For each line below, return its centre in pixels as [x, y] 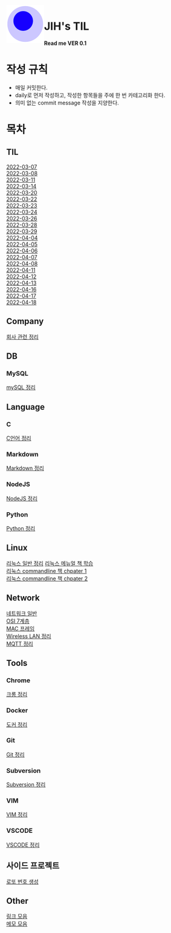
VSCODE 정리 [23, 844]
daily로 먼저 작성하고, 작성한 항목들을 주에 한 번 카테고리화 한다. [90, 95]
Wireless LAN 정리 [29, 636]
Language [26, 407]
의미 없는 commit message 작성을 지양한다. [67, 103]
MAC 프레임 [21, 628]
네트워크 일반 [22, 613]
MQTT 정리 [20, 643]
